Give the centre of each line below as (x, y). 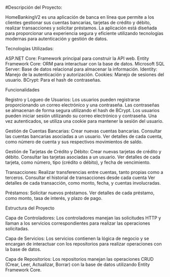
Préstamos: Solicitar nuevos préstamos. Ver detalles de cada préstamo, (80, 193)
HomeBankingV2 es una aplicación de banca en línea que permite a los (80, 17)
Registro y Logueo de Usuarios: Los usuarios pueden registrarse (73, 99)
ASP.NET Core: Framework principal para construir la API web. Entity (77, 58)
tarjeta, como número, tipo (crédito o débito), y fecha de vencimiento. (78, 162)
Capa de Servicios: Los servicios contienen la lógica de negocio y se (77, 238)
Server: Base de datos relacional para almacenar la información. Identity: (81, 69)
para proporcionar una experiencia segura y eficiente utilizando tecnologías (84, 33)
